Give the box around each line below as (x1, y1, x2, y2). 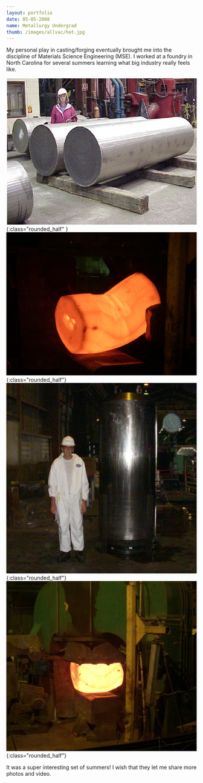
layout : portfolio (6, 10, 53, 16)
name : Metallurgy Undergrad (6, 22, 77, 28)
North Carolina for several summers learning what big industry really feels (6, 59, 190, 67)
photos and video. (6, 770, 51, 778)
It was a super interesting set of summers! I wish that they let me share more (6, 764, 197, 771)
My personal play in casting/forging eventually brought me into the (6, 46, 172, 54)
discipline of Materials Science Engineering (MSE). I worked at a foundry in (6, 53, 193, 60)
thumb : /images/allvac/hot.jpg (6, 29, 85, 35)
